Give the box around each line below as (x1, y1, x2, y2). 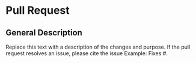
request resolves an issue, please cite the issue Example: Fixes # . (5, 50, 168, 57)
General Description (5, 28, 82, 38)
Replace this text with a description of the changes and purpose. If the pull (5, 43, 191, 50)
